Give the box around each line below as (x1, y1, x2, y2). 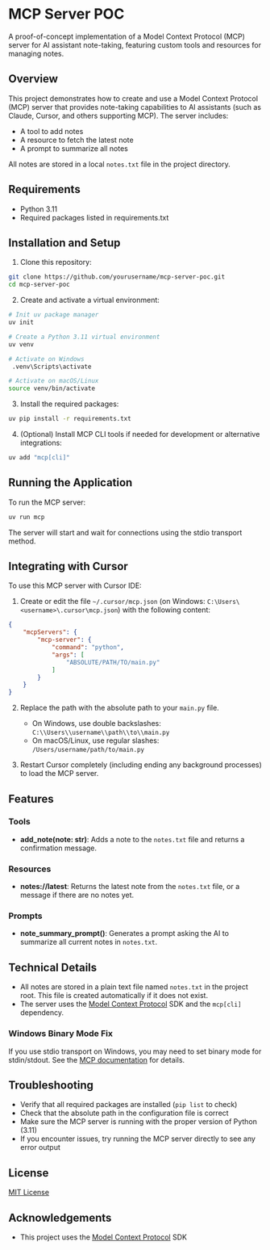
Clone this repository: (19, 258, 92, 267)
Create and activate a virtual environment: (19, 296, 160, 305)
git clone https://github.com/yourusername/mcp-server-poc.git (8, 273, 226, 281)
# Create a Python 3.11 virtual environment (8, 333, 160, 341)
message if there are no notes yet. (19, 890, 135, 900)
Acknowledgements (8, 1210, 112, 1224)
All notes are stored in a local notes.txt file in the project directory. (8, 159, 231, 169)
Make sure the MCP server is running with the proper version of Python (19, 1117, 258, 1126)
